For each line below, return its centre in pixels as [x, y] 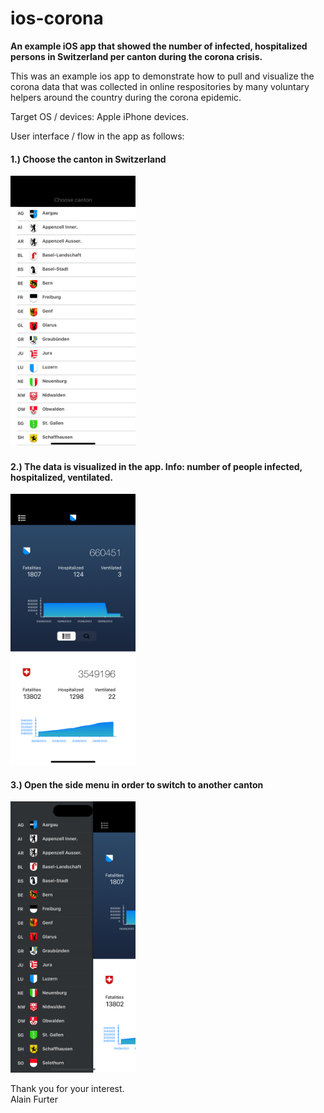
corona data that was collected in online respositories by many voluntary [160, 86]
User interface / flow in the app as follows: [97, 136]
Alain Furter [34, 1099]
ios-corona [57, 18]
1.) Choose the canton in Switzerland [88, 159]
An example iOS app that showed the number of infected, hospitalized [159, 46]
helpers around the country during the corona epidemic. [126, 97]
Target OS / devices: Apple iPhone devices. [99, 116]
